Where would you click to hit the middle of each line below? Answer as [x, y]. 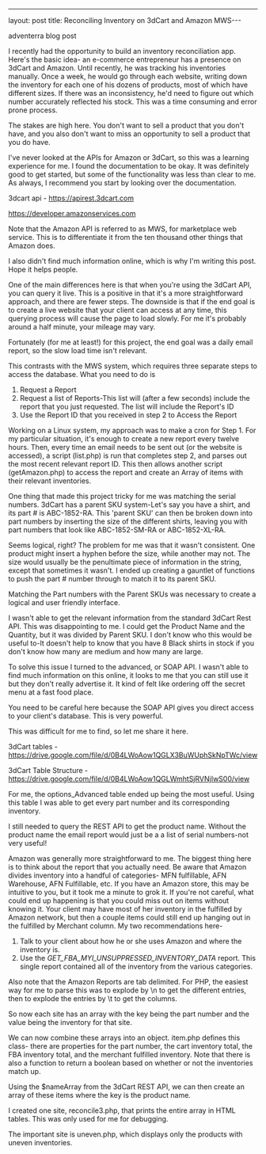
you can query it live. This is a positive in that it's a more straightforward [126, 293]
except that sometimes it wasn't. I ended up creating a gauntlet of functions [132, 570]
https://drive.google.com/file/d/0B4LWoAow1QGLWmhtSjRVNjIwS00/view [129, 779]
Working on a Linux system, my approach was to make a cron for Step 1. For [132, 430]
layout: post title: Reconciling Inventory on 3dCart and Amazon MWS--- [125, 20]
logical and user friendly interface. [64, 602]
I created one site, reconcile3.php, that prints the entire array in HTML [122, 1110]
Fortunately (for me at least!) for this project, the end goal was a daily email [131, 342]
